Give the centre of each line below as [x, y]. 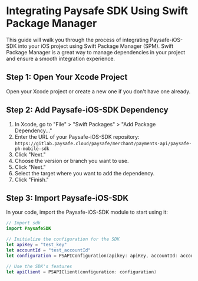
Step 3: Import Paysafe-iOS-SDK [67, 198]
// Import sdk [24, 223]
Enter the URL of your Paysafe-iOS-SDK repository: [77, 136]
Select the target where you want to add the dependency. [85, 173]
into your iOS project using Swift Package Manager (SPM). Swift [96, 46]
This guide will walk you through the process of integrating [77, 40]
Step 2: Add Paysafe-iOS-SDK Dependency [88, 110]
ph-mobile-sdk [32, 149]
